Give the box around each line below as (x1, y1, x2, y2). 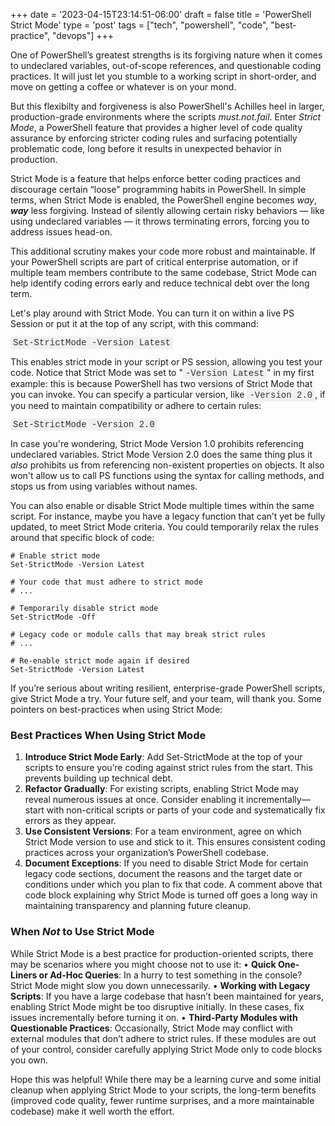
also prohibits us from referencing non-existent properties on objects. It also (10, 459, 325, 471)
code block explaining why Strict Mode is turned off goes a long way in (24, 889, 318, 901)
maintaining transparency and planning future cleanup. (24, 900, 252, 912)
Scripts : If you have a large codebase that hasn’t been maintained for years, (10, 990, 324, 1002)
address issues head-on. (10, 226, 113, 238)
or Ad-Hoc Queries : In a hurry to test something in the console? (38, 969, 303, 981)
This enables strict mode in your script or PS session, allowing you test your (10, 356, 323, 368)
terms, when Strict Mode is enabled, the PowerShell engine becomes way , (10, 194, 318, 206)
